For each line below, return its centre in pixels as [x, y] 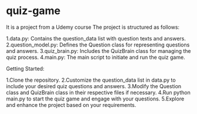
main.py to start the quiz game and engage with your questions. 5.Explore [95, 99]
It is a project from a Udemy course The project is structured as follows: [93, 27]
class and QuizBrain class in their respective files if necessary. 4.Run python [98, 92]
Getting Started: [26, 68]
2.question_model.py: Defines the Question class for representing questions [98, 45]
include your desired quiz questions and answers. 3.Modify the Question [94, 86]
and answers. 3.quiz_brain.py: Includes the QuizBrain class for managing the [98, 51]
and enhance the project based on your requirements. [71, 105]
